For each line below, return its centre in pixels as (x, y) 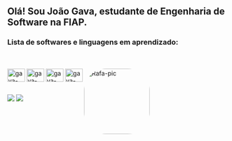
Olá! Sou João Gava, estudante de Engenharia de (116, 12)
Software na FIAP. (47, 23)
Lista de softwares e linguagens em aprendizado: (93, 43)
